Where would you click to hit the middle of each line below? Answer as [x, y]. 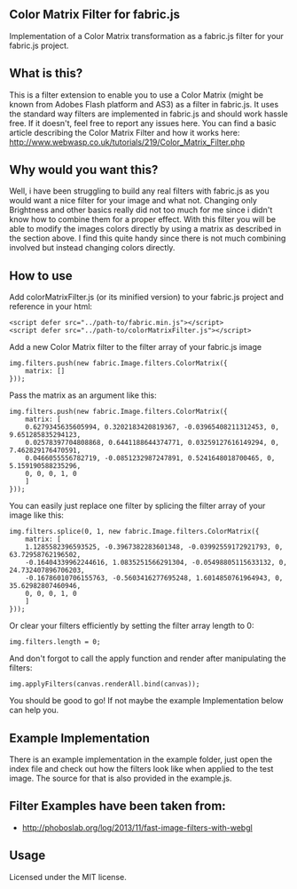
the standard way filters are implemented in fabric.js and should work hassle [148, 114]
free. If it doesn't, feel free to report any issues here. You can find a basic [143, 123]
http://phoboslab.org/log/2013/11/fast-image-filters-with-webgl [137, 827]
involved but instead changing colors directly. [92, 248]
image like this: [37, 515]
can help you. [34, 710]
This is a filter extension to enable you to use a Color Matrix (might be [137, 95]
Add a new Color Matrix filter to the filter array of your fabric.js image [136, 347]
